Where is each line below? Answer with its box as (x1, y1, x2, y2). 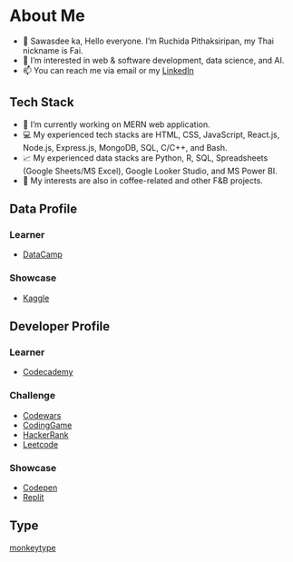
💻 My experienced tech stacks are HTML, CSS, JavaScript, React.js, (22, 129, 280, 140)
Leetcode (22, 439, 59, 449)
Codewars (22, 409, 62, 420)
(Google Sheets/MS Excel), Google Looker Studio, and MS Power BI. (22, 165, 278, 176)
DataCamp (22, 249, 63, 260)
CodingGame (22, 419, 73, 430)
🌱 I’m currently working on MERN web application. (22, 119, 210, 130)
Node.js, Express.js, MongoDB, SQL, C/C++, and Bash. (22, 142, 229, 153)
